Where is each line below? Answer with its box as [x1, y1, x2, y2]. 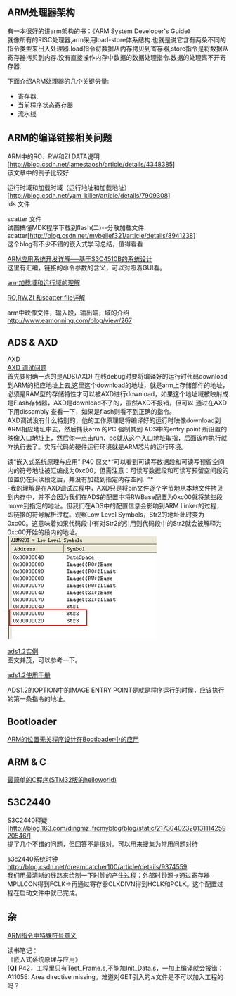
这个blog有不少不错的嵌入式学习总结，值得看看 [7, 239, 143, 248]
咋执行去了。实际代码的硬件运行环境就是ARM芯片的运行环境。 [7, 443, 188, 451]
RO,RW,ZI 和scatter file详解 [7, 293, 86, 301]
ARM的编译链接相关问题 [7, 132, 112, 144]
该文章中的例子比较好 [7, 168, 69, 177]
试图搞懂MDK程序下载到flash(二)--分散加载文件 [7, 223, 145, 232]
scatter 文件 [7, 214, 42, 223]
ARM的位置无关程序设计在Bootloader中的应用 [7, 735, 139, 744]
